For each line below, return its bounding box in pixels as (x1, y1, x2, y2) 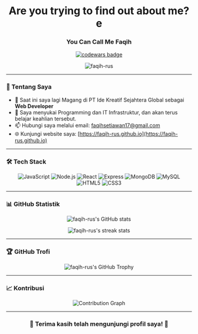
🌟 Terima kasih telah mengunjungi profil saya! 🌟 (29, 320, 169, 328)
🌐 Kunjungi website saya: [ (14, 130, 80, 137)
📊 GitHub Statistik (6, 200, 60, 208)
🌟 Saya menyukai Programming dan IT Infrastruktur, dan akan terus (14, 109, 178, 116)
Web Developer (14, 102, 54, 110)
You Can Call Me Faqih (66, 38, 132, 46)
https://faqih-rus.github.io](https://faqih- (79, 130, 178, 137)
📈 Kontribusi (6, 284, 44, 292)
